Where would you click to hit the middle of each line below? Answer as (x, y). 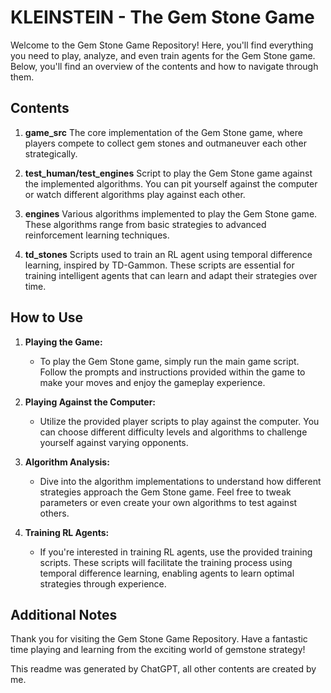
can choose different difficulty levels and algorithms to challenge (173, 432)
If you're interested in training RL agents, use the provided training (176, 552)
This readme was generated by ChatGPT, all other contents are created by (163, 669)
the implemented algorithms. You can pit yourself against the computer (171, 183)
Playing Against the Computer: (90, 402)
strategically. (51, 153)
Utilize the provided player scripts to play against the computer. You (179, 421)
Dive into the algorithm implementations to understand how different (180, 481)
